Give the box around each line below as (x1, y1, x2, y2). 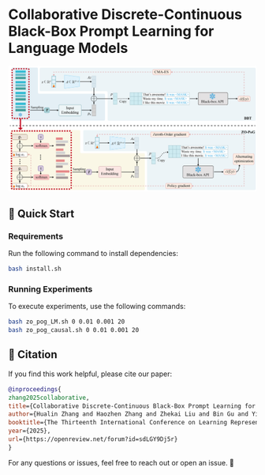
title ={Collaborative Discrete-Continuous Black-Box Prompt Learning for (8, 401, 256, 410)
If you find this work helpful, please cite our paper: (8, 369, 172, 379)
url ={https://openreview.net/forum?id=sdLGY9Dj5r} (8, 435, 178, 443)
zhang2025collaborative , (8, 394, 90, 401)
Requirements (8, 231, 64, 242)
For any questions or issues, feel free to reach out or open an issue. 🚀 (8, 458, 235, 467)
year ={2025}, (8, 427, 51, 435)
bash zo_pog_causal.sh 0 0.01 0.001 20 (8, 326, 140, 334)
